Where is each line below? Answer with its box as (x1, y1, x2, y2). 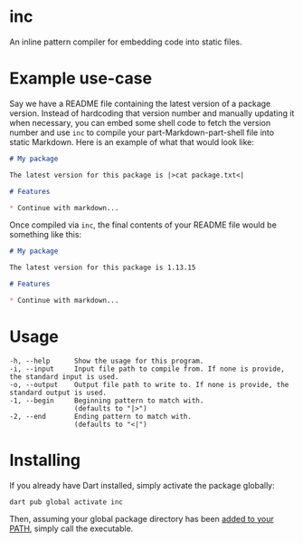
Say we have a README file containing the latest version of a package (9, 98, 271, 109)
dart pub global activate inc (9, 497, 124, 507)
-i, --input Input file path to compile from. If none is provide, (9, 364, 285, 373)
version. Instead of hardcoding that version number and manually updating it (9, 107, 295, 119)
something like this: (9, 229, 82, 240)
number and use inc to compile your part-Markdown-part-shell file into (9, 127, 274, 138)
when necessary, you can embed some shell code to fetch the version (9, 117, 271, 128)
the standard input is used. (9, 372, 119, 382)
